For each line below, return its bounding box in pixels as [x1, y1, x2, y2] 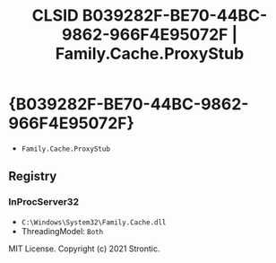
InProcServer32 [8, 196, 80, 208]
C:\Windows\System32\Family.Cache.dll [21, 217, 167, 227]
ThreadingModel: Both [21, 225, 104, 236]
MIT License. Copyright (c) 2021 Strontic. [8, 243, 160, 254]
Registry [8, 169, 57, 184]
